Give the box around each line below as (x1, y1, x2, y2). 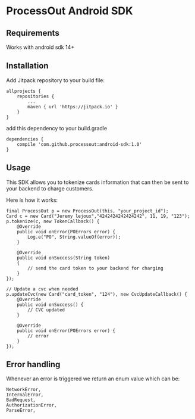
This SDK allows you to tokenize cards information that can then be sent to (6, 179, 189, 186)
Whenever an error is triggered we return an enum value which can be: (6, 375, 180, 382)
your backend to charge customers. (6, 185, 94, 192)
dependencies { (6, 136, 44, 142)
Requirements (6, 28, 59, 38)
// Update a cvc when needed (6, 286, 78, 292)
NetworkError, (6, 387, 42, 393)
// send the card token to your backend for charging (27, 265, 163, 271)
